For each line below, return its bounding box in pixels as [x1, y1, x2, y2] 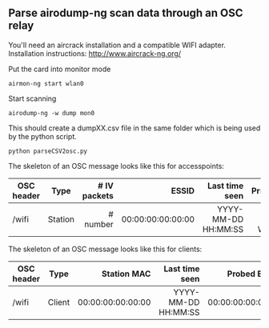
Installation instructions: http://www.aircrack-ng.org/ [8, 48, 182, 58]
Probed [227, 268, 256, 279]
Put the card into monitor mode [8, 64, 111, 74]
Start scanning [8, 94, 57, 103]
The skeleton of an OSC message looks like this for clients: [8, 244, 203, 254]
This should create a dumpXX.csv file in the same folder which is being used [8, 123, 261, 133]
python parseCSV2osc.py [8, 147, 88, 155]
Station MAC [101, 268, 151, 279]
